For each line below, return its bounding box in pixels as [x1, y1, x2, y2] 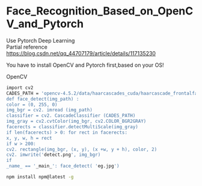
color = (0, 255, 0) [6, 101, 58, 108]
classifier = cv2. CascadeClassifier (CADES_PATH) [6, 113, 136, 119]
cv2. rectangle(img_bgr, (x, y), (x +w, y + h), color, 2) [6, 146, 158, 152]
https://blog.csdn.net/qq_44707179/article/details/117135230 [6, 49, 156, 57]
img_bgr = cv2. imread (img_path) [6, 107, 93, 113]
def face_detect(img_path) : [6, 96, 79, 102]
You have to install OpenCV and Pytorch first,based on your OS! [6, 61, 164, 69]
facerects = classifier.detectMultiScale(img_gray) [6, 124, 138, 130]
